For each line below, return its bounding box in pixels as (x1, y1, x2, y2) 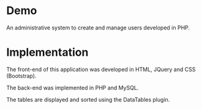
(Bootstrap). (6, 72, 37, 80)
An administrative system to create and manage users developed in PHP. (6, 24, 190, 31)
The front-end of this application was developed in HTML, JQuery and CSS (6, 66, 196, 73)
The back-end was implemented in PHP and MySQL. (6, 84, 139, 91)
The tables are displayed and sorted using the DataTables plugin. (6, 96, 170, 103)
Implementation (6, 45, 89, 59)
